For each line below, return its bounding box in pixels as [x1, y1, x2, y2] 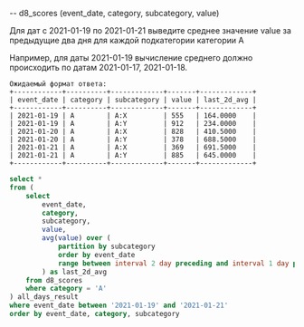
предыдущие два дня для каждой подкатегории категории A [9, 35, 244, 45]
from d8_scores [25, 275, 83, 284]
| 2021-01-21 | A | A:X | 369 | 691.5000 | [9, 143, 257, 152]
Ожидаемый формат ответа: [9, 80, 107, 89]
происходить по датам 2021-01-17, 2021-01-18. [9, 63, 188, 72]
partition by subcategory [57, 242, 156, 251]
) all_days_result [9, 293, 79, 302]
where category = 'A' [25, 284, 107, 293]
